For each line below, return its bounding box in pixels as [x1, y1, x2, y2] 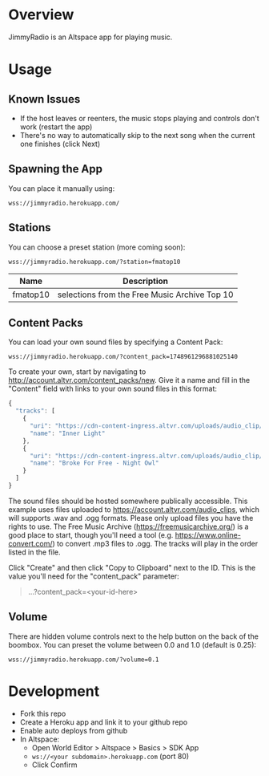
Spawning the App [8, 162, 102, 176]
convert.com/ [8, 538, 54, 548]
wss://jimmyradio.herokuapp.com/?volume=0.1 [8, 656, 159, 664]
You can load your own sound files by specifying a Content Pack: [8, 337, 223, 347]
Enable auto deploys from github [19, 725, 128, 735]
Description [122, 275, 169, 286]
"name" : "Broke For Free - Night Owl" [29, 459, 159, 467]
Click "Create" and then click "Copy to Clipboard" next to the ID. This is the [8, 563, 256, 572]
